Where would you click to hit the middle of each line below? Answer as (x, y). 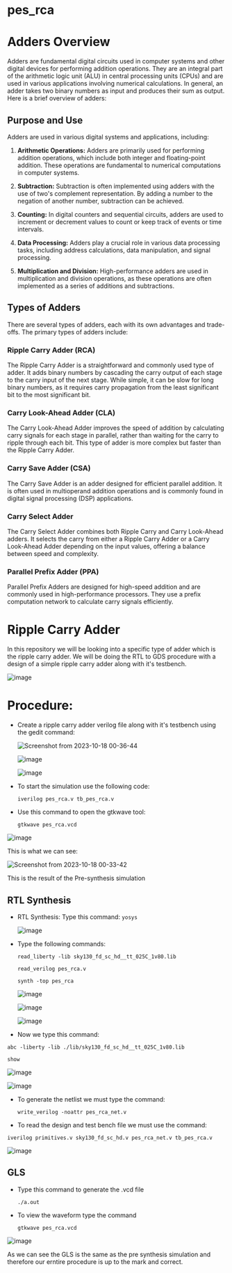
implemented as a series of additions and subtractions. (96, 286)
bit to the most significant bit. (49, 395)
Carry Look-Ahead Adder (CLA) (61, 412)
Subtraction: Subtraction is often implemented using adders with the (116, 186)
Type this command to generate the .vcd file (81, 1189)
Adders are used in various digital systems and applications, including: (108, 137)
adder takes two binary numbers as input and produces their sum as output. (116, 91)
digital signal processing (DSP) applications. (70, 498)
